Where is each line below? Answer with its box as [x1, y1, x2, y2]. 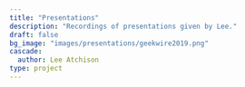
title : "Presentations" [9, 13, 100, 23]
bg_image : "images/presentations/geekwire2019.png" [9, 38, 209, 48]
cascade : [9, 47, 43, 56]
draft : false [9, 30, 59, 39]
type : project [9, 64, 64, 73]
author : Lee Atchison [17, 55, 100, 64]
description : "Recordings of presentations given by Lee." [9, 22, 238, 31]
